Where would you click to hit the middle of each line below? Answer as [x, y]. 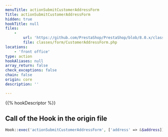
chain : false [19, 75]
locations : [16, 47]
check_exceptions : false [31, 70]
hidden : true [19, 19]
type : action [19, 56]
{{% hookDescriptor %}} [30, 102]
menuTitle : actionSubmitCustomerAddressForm [52, 10]
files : [12, 28]
